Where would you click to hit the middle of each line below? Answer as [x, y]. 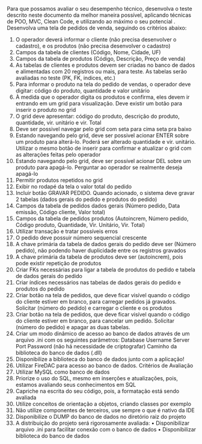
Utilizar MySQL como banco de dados [63, 372]
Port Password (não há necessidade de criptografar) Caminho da [96, 346]
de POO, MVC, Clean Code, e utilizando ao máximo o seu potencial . [91, 21]
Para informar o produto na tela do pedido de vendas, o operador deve [103, 84]
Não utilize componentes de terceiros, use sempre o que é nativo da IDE [105, 410]
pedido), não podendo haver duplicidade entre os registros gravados [101, 250]
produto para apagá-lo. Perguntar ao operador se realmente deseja [99, 167]
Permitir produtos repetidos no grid [59, 180]
